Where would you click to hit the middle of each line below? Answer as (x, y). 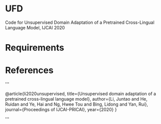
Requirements (35, 48)
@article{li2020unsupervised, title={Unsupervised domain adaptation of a (80, 94)
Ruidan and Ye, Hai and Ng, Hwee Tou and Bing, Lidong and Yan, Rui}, (77, 104)
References (29, 70)
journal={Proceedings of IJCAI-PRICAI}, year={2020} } (61, 110)
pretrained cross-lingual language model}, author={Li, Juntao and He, (76, 99)
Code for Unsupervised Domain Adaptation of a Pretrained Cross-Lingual (80, 22)
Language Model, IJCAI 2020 (35, 27)
